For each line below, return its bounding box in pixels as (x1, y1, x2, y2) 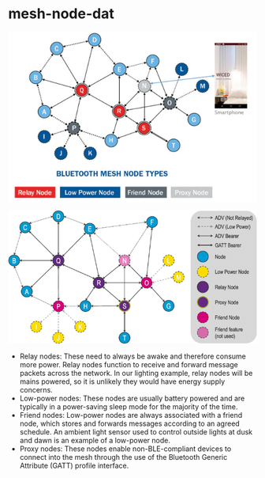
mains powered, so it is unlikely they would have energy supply (19, 377, 226, 386)
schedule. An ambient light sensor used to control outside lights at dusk (19, 427, 253, 437)
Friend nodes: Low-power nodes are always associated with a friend (19, 411, 243, 420)
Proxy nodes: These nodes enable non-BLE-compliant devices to (19, 444, 232, 453)
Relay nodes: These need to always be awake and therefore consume (19, 351, 247, 361)
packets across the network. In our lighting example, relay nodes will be (19, 369, 253, 378)
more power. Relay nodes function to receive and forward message (19, 360, 238, 370)
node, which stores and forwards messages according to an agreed (19, 419, 241, 428)
